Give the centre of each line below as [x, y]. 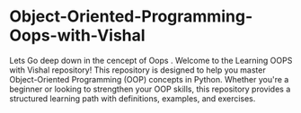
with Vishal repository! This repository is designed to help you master [138, 70]
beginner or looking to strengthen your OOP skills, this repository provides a [150, 89]
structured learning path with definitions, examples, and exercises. [133, 98]
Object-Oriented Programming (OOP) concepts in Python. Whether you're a [149, 79]
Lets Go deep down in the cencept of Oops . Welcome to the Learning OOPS [151, 60]
